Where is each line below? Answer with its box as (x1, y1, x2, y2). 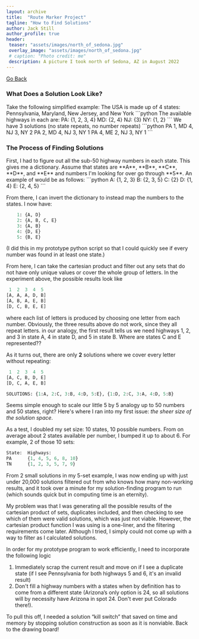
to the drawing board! (6, 626, 59, 633)
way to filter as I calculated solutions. (6, 534, 97, 541)
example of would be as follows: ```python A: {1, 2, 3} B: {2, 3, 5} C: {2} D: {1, (6, 176, 193, 184)
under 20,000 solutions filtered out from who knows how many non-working (6, 478, 193, 486)
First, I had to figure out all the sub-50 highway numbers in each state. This (6, 157, 191, 165)
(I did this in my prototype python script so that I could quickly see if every (6, 245, 188, 252)
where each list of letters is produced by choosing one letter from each (6, 314, 180, 321)
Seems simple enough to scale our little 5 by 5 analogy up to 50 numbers (6, 402, 185, 409)
